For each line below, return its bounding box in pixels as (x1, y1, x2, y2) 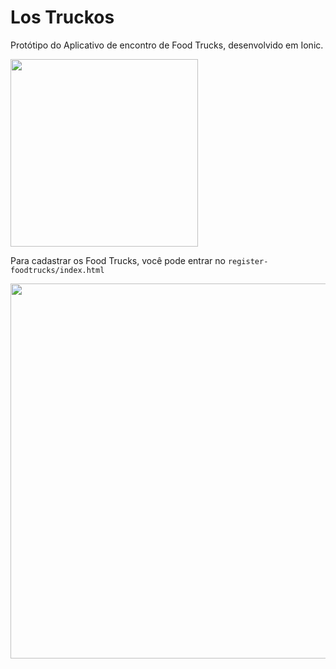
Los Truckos (10, 6, 115, 29)
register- (227, 256, 269, 266)
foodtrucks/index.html (10, 265, 105, 275)
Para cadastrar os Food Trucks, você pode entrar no (10, 254, 226, 266)
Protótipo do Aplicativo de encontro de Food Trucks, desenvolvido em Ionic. (10, 39, 324, 51)
